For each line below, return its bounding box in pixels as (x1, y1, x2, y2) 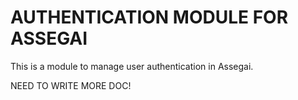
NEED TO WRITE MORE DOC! (10, 79, 132, 91)
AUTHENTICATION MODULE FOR (10, 6, 289, 29)
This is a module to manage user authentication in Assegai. (10, 60, 254, 72)
